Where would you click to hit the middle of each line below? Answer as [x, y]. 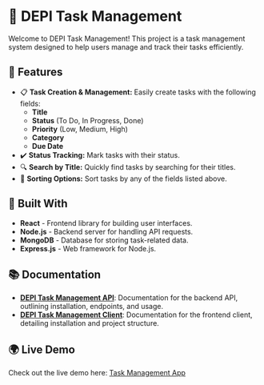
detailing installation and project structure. [90, 323]
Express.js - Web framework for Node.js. [88, 248]
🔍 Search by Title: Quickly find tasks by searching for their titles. [128, 166]
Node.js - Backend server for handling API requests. [106, 231]
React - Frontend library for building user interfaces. [106, 223]
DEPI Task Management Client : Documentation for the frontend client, [136, 315]
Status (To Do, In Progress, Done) [88, 120]
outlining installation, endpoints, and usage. [92, 307]
